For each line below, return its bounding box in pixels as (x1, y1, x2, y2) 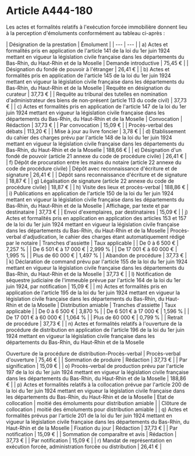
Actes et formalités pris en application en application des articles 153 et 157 (6, 214, 187, 221)
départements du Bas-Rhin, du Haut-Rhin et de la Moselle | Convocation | (6, 115, 182, 122)
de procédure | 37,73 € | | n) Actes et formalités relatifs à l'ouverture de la (6, 320, 182, 327)
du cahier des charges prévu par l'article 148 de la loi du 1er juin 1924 (6, 134, 173, 141)
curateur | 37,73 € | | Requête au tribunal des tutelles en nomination (6, 90, 168, 98)
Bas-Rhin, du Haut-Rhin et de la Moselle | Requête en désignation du (6, 84, 171, 91)
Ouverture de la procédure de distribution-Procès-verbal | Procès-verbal (6, 350, 181, 357)
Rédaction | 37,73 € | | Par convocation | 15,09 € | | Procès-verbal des (6, 121, 173, 128)
